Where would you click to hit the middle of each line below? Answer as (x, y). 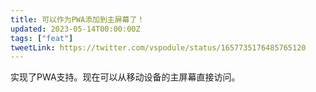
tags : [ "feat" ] (42, 38)
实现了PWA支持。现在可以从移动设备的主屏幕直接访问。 (125, 77)
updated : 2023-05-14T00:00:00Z (75, 29)
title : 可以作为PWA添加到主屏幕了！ (77, 19)
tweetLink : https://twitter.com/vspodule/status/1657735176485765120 (158, 47)
